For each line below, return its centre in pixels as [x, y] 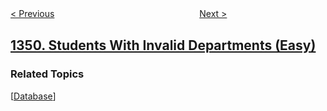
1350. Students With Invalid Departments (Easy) [163, 45]
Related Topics [47, 74]
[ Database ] [33, 96]
